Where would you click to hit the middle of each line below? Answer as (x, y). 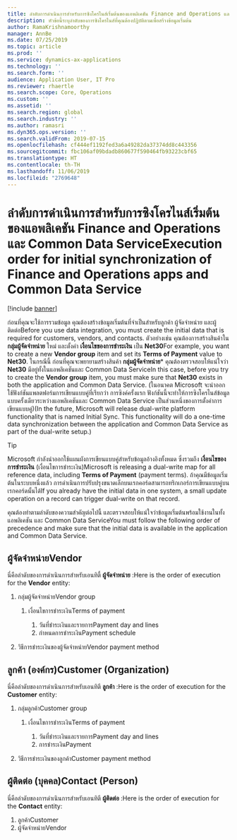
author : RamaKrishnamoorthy (49, 27)
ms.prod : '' (25, 54)
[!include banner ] (32, 308)
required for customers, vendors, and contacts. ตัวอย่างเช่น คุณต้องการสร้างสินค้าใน (118, 338)
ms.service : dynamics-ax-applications (64, 60)
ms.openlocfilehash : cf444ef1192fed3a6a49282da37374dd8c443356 (102, 145)
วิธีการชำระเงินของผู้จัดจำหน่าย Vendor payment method (88, 647)
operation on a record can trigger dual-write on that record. (93, 499)
